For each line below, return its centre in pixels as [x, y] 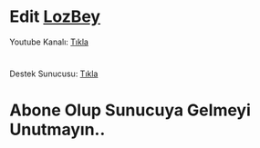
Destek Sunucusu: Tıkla [54, 74]
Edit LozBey [55, 17]
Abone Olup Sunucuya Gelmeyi [130, 110]
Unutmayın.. [57, 130]
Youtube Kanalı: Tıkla [49, 42]
